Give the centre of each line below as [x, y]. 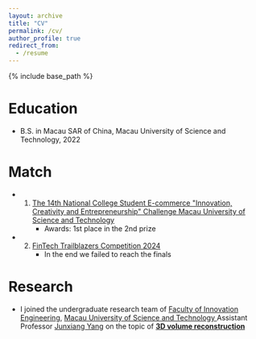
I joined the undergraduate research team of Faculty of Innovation [129, 309]
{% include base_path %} [51, 76]
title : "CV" [28, 23]
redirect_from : [34, 46]
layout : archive [35, 16]
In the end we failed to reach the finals [107, 254]
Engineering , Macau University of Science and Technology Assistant [134, 317]
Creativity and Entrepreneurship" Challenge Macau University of [138, 211]
